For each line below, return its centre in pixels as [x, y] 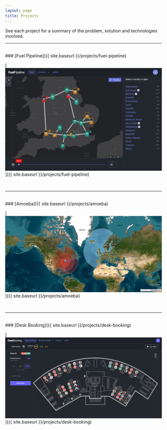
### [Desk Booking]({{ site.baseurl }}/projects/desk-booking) [68, 325]
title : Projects [22, 16]
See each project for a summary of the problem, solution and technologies [81, 30]
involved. [14, 36]
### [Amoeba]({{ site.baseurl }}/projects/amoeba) [57, 204]
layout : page [19, 10]
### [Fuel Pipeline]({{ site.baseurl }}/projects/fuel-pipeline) [66, 55]
